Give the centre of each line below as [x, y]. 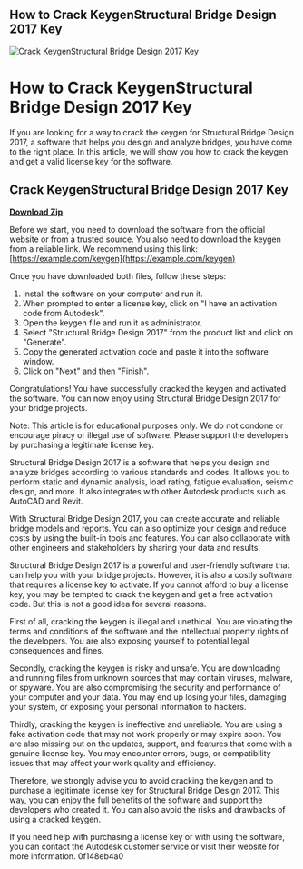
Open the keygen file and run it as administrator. [112, 323]
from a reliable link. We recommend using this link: [103, 248]
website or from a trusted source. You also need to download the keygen [145, 239]
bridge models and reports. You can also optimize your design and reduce [148, 528]
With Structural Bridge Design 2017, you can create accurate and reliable [145, 518]
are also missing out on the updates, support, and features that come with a [151, 744]
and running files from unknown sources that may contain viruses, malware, [151, 677]
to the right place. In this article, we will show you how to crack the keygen [149, 151]
